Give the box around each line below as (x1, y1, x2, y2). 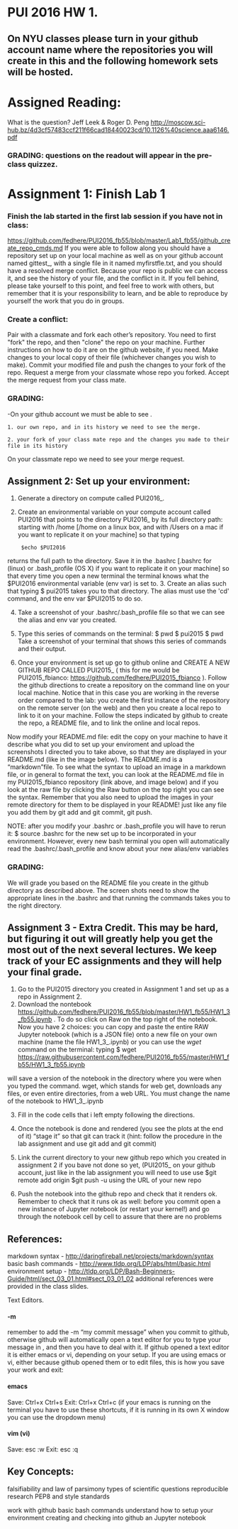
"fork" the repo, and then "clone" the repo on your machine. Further (7, 338, 205, 347)
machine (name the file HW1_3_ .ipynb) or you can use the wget (17, 1038, 202, 1046)
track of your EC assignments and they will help (7, 955, 222, 967)
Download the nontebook (17, 1000, 92, 1009)
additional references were (135, 1275, 214, 1283)
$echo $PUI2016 (21, 544, 66, 552)
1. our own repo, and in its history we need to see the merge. (7, 424, 201, 431)
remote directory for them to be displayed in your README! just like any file (7, 800, 227, 809)
